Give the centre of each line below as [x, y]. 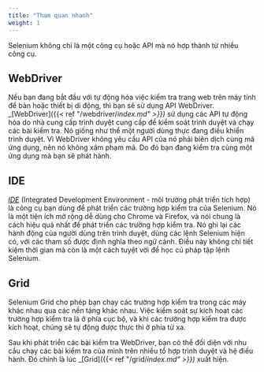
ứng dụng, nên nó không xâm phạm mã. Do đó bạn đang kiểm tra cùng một [130, 147]
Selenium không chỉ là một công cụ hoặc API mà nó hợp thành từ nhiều [123, 45]
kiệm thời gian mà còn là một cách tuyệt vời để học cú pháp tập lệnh [119, 250]
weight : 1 [24, 23]
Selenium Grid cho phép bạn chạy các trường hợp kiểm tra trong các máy [127, 302]
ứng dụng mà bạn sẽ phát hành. [60, 156]
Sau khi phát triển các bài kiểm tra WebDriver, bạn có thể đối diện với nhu [127, 342]
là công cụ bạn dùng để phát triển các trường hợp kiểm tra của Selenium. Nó [132, 208]
